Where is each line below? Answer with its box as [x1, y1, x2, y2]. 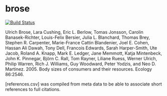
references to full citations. [5, 86, 61, 92]
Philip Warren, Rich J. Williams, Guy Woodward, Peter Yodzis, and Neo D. [5, 61, 156, 67]
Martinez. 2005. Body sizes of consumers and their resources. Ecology [5, 66, 152, 72]
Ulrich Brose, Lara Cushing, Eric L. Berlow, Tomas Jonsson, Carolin [5, 29, 144, 35]
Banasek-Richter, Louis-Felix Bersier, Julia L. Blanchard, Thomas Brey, [5, 34, 150, 40]
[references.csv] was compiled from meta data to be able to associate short [5, 81, 162, 87]
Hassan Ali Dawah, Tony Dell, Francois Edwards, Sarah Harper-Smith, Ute [5, 45, 157, 51]
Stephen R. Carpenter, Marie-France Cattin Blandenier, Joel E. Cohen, [5, 39, 149, 45]
